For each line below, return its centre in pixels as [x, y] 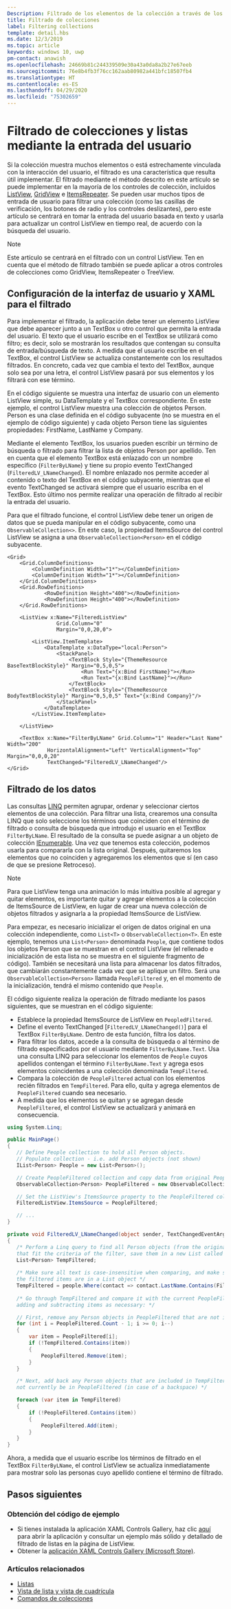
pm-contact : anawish [37, 59]
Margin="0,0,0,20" [33, 756]
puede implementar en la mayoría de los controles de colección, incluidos [112, 186]
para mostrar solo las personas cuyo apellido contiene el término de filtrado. [115, 1472]
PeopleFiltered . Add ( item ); [79, 1426]
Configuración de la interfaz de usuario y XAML [111, 294]
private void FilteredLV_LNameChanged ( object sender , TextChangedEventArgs [118, 1235]
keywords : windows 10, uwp [46, 52]
